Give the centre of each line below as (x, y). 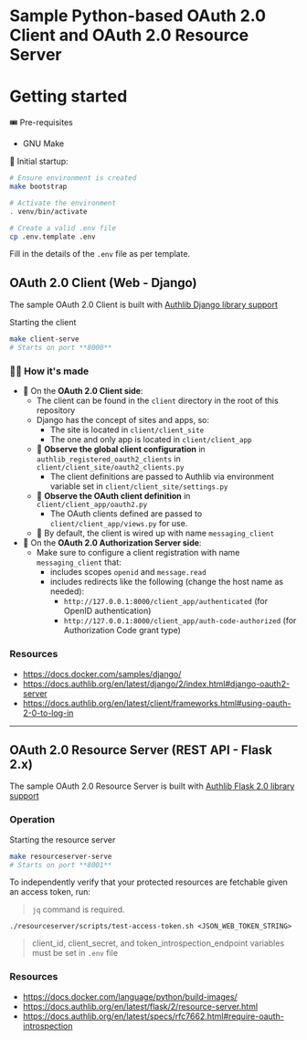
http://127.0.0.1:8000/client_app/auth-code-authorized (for (180, 621)
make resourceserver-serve (61, 856)
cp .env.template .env (53, 237)
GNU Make (43, 143)
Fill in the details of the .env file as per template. (100, 254)
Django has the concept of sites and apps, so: (123, 420)
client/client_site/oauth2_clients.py (110, 468)
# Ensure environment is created (73, 178)
